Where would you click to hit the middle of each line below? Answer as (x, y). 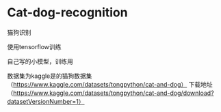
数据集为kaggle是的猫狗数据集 (50, 76)
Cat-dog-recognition (67, 13)
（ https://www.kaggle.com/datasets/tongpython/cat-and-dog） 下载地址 (110, 84)
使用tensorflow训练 (34, 46)
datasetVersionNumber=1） (46, 101)
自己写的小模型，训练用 (40, 61)
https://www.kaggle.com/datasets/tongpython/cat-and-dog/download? (114, 93)
